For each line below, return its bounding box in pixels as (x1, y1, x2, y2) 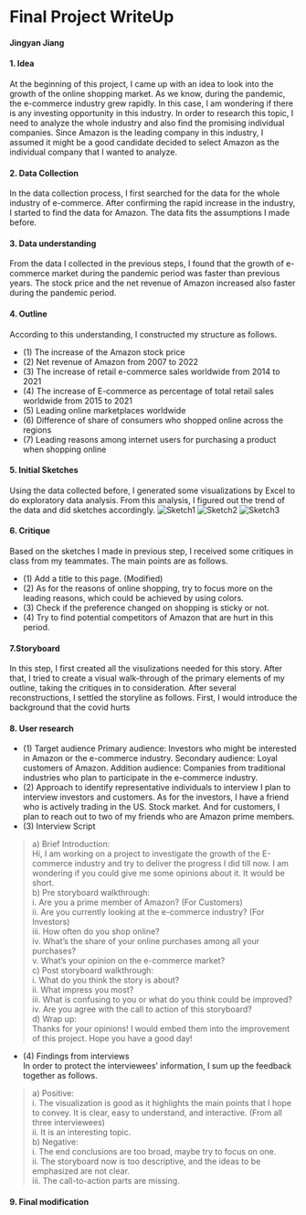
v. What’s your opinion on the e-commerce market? (31, 955, 226, 966)
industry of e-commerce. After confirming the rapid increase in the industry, (9, 198, 296, 209)
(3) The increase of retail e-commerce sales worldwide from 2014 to (22, 366, 280, 377)
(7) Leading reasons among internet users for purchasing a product (22, 434, 277, 445)
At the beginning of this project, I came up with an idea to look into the (9, 78, 274, 89)
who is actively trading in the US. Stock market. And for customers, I (22, 801, 280, 812)
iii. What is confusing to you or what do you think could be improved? (31, 995, 292, 1005)
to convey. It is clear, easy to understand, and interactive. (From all (31, 1107, 283, 1118)
